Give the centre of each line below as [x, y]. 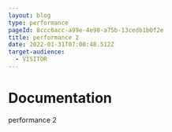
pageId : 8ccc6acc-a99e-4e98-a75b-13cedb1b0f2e [86, 30]
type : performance [38, 23]
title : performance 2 [44, 37]
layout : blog [30, 15]
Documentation [60, 98]
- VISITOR [31, 60]
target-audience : [37, 52]
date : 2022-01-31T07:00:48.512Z [61, 45]
